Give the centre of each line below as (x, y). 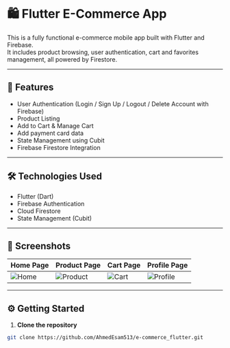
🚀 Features (30, 87)
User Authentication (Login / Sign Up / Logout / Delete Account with (113, 103)
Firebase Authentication (51, 203)
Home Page (30, 265)
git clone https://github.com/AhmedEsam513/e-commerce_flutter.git (105, 338)
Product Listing (38, 119)
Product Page (78, 265)
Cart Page (124, 265)
